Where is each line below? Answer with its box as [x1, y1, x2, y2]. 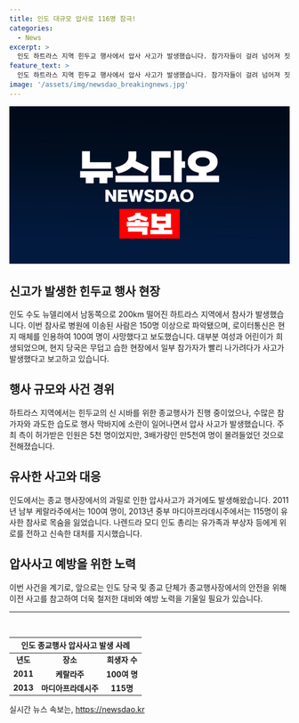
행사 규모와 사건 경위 [9, 382, 115, 397]
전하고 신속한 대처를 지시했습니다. [25, 528, 142, 539]
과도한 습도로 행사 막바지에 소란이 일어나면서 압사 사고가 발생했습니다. [32, 418, 276, 429]
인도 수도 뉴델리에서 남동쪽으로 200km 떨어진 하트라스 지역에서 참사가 [9, 309, 254, 320]
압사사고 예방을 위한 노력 [9, 556, 136, 572]
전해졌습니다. [9, 441, 55, 451]
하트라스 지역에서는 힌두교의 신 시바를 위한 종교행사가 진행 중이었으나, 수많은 [9, 407, 276, 418]
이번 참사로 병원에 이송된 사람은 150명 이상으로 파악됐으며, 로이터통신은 [28, 321, 276, 331]
